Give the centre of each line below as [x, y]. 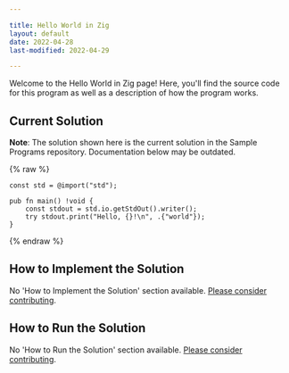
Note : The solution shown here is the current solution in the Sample [133, 143]
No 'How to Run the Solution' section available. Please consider [126, 350]
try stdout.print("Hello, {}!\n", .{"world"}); [115, 217]
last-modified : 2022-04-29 [59, 50]
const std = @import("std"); [63, 186]
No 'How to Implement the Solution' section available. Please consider [138, 290]
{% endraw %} [37, 241]
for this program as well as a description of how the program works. [134, 93]
